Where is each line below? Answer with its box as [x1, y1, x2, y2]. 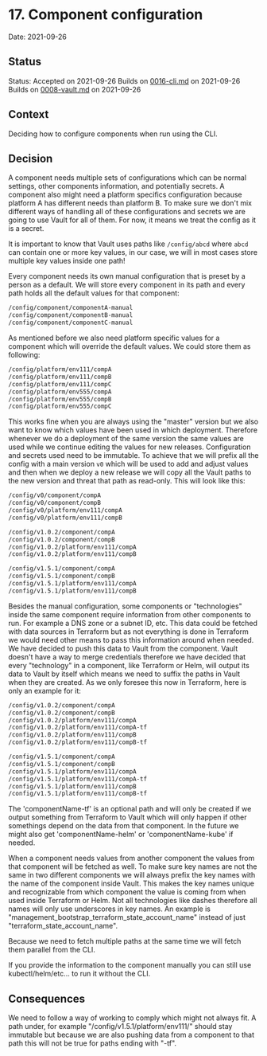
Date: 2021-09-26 [8, 32, 68, 41]
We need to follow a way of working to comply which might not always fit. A [8, 1013, 257, 1023]
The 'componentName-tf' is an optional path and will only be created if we [8, 804, 252, 814]
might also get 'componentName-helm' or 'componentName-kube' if [8, 830, 234, 839]
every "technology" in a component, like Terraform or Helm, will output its [8, 660, 250, 670]
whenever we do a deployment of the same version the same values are [8, 434, 244, 444]
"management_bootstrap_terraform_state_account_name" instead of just [8, 913, 246, 922]
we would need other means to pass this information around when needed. [8, 635, 254, 644]
